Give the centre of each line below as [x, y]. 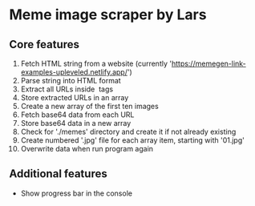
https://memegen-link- [209, 63]
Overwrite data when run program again [87, 149]
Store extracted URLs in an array [75, 97]
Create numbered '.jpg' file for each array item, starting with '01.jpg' [133, 140]
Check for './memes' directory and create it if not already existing [128, 131]
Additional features [58, 174]
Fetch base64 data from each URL [77, 115]
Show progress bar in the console [77, 193]
